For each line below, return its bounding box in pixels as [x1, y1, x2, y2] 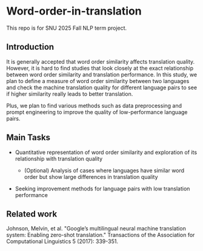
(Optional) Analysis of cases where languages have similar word [24, 167, 185, 174]
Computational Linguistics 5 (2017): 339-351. [6, 238, 118, 245]
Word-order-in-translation [6, 4, 142, 18]
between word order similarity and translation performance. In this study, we [6, 71, 198, 78]
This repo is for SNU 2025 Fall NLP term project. [6, 24, 127, 32]
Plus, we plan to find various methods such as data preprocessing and [6, 102, 182, 109]
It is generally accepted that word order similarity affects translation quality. [6, 58, 195, 65]
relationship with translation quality [15, 155, 103, 162]
